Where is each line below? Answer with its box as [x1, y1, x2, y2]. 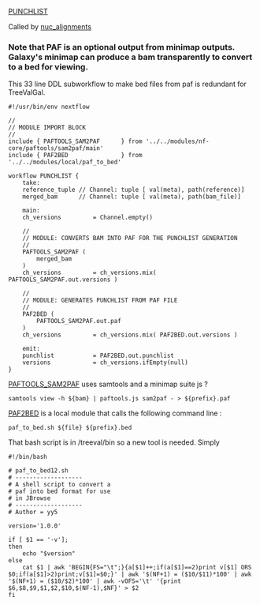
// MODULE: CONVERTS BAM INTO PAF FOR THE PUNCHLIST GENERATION [22, 235, 238, 242]
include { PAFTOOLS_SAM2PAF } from [8, 137, 143, 145]
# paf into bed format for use [8, 487, 111, 496]
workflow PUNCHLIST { [8, 172, 80, 180]
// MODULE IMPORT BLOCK [8, 124, 87, 132]
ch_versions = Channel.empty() [22, 213, 154, 222]
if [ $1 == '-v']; [8, 536, 69, 544]
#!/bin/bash [8, 453, 47, 461]
